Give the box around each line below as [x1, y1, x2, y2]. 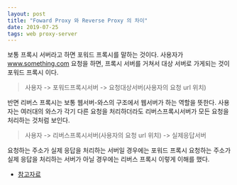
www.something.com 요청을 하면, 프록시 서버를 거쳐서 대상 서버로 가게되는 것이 [7, 60, 230, 68]
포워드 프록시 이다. [7, 68, 59, 77]
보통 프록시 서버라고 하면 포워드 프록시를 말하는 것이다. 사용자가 [7, 50, 184, 59]
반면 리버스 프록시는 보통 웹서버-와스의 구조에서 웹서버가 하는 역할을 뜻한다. [7, 99, 216, 107]
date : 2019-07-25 [7, 23, 59, 30]
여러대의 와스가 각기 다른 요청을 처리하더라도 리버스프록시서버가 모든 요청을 [20, 107, 229, 116]
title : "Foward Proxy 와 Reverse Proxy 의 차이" [7, 17, 148, 24]
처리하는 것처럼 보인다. [7, 116, 70, 125]
